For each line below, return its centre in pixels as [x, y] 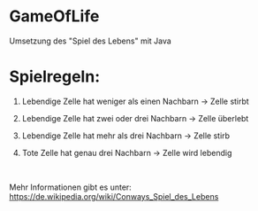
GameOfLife [54, 16]
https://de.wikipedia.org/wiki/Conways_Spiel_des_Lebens [114, 196]
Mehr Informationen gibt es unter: [71, 187]
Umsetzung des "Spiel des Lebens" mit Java [91, 41]
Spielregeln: [54, 77]
